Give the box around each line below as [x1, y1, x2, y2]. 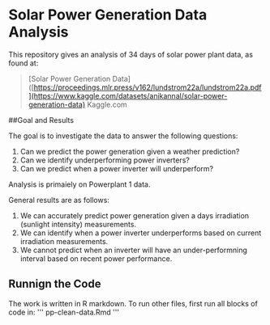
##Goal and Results [8, 115, 75, 125]
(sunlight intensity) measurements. [19, 219, 136, 229]
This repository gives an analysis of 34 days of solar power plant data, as [8, 49, 254, 59]
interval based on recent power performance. [19, 253, 173, 264]
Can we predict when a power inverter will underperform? [19, 163, 213, 173]
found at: [8, 58, 39, 68]
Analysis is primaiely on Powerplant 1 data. [8, 179, 151, 189]
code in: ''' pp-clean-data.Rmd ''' [8, 307, 120, 317]
